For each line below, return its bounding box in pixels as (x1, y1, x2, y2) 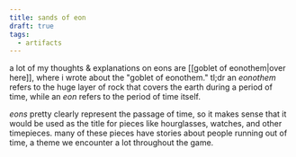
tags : (9, 30, 30, 39)
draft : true (9, 22, 54, 31)
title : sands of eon (9, 13, 87, 22)
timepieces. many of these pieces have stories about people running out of (9, 127, 288, 139)
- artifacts (17, 38, 63, 48)
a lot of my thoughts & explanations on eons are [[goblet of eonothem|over (9, 63, 286, 74)
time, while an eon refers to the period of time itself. (9, 92, 201, 102)
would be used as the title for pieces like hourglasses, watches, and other (9, 118, 283, 129)
